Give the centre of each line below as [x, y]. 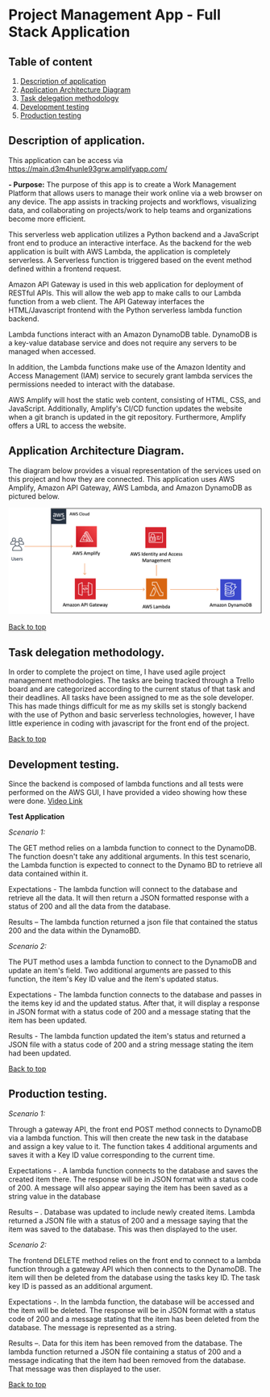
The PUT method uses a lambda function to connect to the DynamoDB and [133, 962]
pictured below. [34, 496]
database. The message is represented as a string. [93, 1327]
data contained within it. [48, 874]
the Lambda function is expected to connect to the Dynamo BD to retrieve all [135, 865]
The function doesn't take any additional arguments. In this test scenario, [130, 856]
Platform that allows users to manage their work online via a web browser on [135, 193]
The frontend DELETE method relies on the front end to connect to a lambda [135, 1260]
